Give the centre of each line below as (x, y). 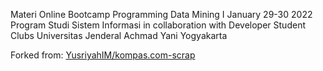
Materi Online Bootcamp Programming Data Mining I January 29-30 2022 (161, 14)
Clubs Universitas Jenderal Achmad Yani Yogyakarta (119, 35)
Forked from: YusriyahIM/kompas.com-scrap (103, 55)
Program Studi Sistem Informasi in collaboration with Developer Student (158, 25)
